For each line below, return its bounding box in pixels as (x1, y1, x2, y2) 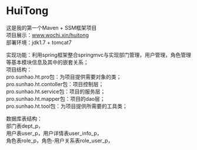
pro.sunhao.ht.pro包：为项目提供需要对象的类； (6, 73, 122, 80)
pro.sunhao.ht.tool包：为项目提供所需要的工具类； (6, 103, 128, 110)
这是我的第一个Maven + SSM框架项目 (6, 24, 97, 31)
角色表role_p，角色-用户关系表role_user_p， (6, 137, 113, 144)
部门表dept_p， (6, 122, 44, 129)
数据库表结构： (6, 115, 42, 122)
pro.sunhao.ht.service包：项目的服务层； (6, 88, 106, 95)
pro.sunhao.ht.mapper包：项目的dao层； (6, 95, 105, 102)
